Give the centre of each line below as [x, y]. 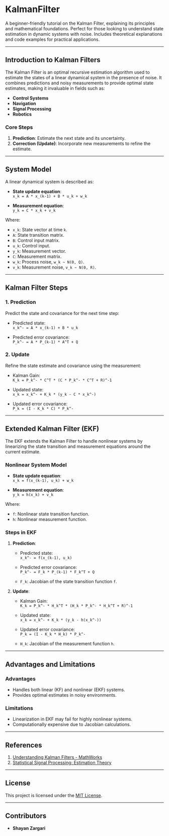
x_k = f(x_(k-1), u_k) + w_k [43, 481]
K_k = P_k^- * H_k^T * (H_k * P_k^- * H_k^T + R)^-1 [76, 606]
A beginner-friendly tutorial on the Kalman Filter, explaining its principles [80, 23]
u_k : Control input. [31, 245]
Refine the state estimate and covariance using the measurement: [73, 365]
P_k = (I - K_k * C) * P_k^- [43, 408]
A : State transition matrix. [38, 235]
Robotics [22, 114]
